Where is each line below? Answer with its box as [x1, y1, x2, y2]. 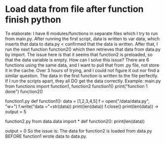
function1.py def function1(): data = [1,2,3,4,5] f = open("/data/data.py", [5, 98, 150, 104]
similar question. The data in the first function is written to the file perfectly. [5, 72, 159, 78]
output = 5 [5, 108, 27, 115]
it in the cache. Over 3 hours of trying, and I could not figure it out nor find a [5, 67, 160, 73]
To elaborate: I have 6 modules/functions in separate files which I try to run [5, 30, 158, 36]
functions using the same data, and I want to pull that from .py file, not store [5, 62, 160, 68]
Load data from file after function [5, 3, 144, 15]
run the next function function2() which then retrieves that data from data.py [5, 46, 161, 52]
